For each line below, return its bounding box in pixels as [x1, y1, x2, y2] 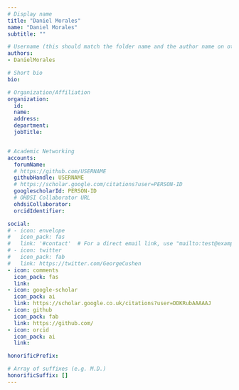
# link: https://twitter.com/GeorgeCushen [7, 260, 142, 267]
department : [14, 122, 50, 129]
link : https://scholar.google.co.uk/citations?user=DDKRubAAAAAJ [14, 300, 212, 307]
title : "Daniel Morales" [7, 17, 81, 24]
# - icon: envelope [7, 227, 65, 234]
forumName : [14, 161, 46, 168]
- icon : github [7, 307, 53, 314]
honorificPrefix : [7, 352, 59, 360]
